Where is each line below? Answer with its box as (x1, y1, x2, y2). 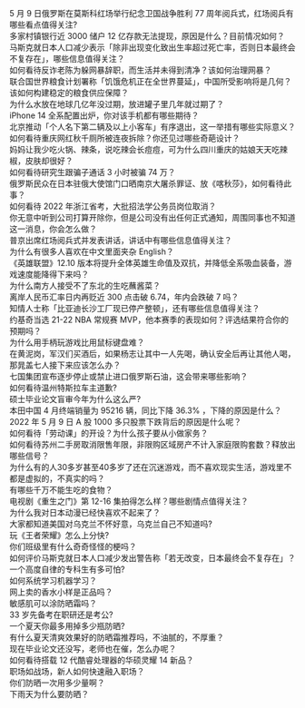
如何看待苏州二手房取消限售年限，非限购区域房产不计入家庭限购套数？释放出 (9, 439, 296, 449)
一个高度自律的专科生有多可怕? (9, 564, 125, 575)
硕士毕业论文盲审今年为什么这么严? (9, 394, 142, 404)
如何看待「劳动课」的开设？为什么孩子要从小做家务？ (9, 428, 209, 438)
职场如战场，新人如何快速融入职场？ (9, 666, 145, 676)
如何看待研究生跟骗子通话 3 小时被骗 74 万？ (9, 167, 176, 177)
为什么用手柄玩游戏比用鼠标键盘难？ (9, 337, 145, 348)
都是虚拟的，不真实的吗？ (9, 473, 105, 484)
